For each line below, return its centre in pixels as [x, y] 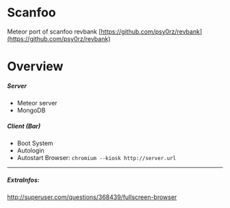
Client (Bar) [24, 126]
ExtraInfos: [23, 180]
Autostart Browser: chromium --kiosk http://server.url [97, 158]
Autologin [30, 151]
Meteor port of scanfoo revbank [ [54, 31]
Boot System [35, 143]
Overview [35, 67]
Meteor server [37, 103]
